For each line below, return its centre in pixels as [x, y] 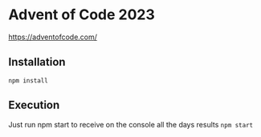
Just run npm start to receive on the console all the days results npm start [131, 124]
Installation [37, 62]
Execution [34, 105]
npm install [28, 81]
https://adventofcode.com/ [53, 37]
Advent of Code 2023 [82, 15]
